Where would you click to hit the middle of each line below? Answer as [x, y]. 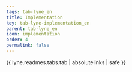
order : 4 [17, 40]
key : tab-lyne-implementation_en [48, 23]
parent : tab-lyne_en [32, 28]
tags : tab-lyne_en [29, 12]
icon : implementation [33, 34]
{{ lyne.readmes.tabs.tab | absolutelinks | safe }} [66, 62]
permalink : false [28, 46]
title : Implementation [34, 17]
